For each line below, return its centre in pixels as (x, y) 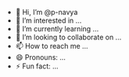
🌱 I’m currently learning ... (57, 29)
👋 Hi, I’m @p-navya (47, 12)
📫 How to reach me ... (52, 46)
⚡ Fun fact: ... (37, 66)
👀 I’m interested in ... (48, 20)
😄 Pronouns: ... (41, 57)
